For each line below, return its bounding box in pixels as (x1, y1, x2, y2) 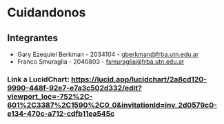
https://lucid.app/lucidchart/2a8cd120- (71, 74, 207, 84)
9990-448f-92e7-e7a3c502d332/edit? (7, 83, 143, 92)
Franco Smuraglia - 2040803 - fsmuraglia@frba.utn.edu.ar (17, 58, 185, 66)
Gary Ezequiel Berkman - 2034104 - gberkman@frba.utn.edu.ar (17, 50, 199, 58)
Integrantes (7, 32, 59, 44)
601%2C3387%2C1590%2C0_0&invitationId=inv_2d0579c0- (7, 100, 217, 110)
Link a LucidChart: (7, 74, 70, 84)
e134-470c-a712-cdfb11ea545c (7, 108, 115, 118)
